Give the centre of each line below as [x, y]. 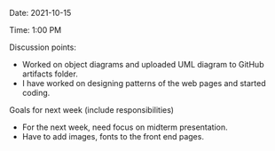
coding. [36, 93]
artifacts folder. [50, 74]
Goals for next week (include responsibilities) [92, 110]
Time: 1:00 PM [35, 30]
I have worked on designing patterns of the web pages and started [144, 83]
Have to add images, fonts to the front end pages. [113, 136]
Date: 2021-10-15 [40, 13]
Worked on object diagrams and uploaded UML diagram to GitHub [143, 64]
